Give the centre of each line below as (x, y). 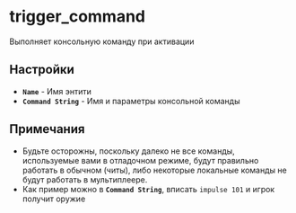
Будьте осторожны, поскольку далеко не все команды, (128, 151)
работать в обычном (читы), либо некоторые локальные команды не (154, 170)
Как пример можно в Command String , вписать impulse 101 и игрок (148, 189)
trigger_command (78, 17)
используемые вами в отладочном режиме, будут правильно (140, 160)
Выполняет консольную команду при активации (102, 41)
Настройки (42, 70)
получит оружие (54, 199)
